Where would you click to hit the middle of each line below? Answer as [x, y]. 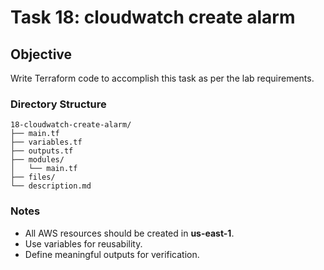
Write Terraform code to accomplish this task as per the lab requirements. [162, 78]
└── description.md [51, 186]
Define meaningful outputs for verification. [112, 254]
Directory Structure [58, 104]
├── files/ [33, 177]
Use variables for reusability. [83, 243]
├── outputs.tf [42, 151]
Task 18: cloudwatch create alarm [153, 17]
